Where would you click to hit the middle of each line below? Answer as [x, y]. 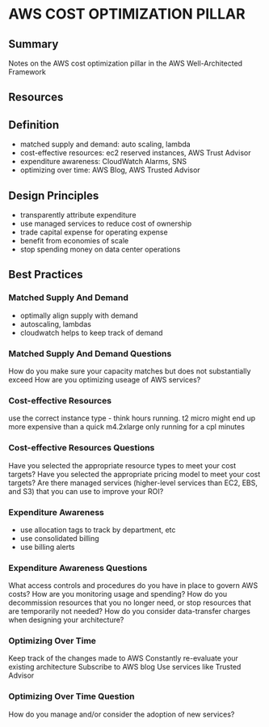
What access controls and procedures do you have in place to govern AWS [133, 585]
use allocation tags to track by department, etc [98, 530]
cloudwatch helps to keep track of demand [91, 332]
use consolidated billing [59, 538]
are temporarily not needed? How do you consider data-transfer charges [129, 611]
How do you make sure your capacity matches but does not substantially [130, 371]
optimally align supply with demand [79, 315]
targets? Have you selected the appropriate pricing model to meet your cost [134, 474]
